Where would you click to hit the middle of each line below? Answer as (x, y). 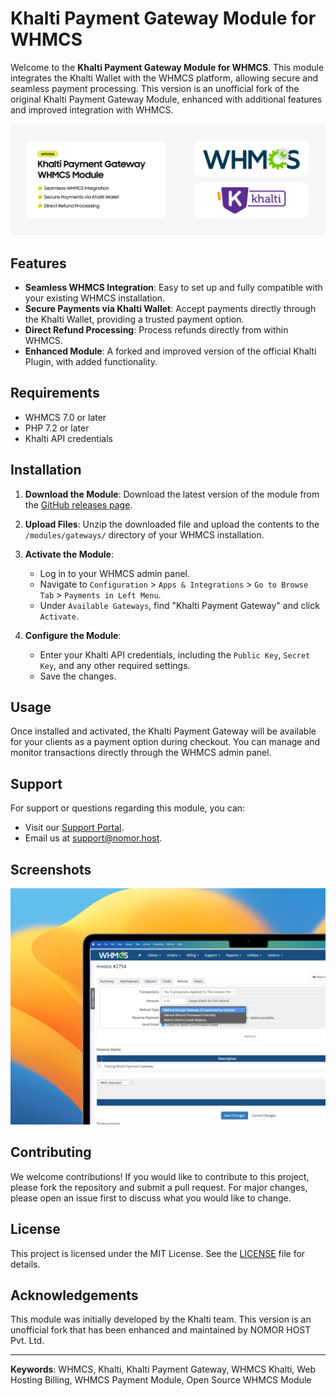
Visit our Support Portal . (74, 828)
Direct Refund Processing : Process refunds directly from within (156, 329)
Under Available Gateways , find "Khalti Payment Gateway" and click (179, 605)
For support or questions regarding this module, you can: (128, 808)
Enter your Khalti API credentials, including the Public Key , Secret (175, 654)
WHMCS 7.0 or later (65, 417)
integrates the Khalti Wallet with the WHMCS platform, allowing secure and (164, 78)
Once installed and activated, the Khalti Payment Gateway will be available (163, 731)
